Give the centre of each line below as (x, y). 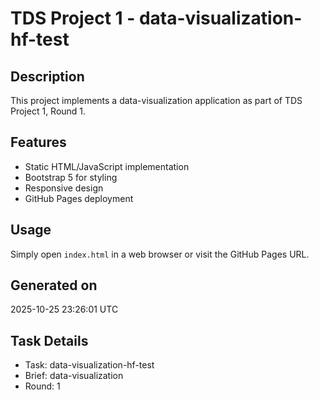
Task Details (49, 340)
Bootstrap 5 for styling (71, 177)
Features (38, 142)
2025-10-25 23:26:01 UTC (64, 309)
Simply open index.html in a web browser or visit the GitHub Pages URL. (160, 254)
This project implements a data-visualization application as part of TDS (156, 100)
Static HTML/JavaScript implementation (107, 166)
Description (47, 76)
